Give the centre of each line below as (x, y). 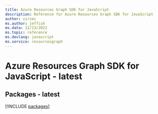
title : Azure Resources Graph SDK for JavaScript (57, 10)
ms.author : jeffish (25, 23)
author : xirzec (21, 19)
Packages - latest (33, 95)
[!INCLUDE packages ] (27, 106)
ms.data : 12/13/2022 (26, 28)
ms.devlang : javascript (30, 37)
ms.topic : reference (26, 32)
